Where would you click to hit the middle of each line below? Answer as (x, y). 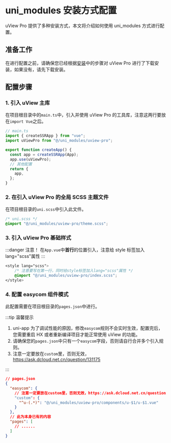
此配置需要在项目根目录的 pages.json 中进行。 (53, 306)
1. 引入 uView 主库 (28, 103)
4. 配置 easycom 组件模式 (37, 294)
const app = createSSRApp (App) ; (44, 154)
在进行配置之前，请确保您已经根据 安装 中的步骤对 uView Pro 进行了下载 (80, 63)
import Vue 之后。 (28, 121)
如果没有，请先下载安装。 (41, 69)
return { (19, 169)
